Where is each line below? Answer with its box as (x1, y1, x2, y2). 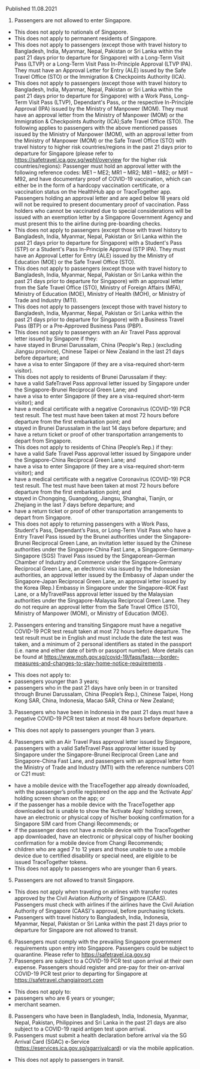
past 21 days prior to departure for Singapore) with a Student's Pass (14, 239, 182, 246)
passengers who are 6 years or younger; (14, 994, 115, 1002)
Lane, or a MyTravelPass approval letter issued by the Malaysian (14, 590, 173, 598)
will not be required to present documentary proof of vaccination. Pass (14, 201, 189, 208)
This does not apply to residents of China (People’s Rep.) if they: (14, 444, 173, 450)
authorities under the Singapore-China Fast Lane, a (14, 546, 141, 553)
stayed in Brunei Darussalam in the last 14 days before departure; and (14, 424, 187, 432)
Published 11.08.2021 (5, 5, 57, 12)
